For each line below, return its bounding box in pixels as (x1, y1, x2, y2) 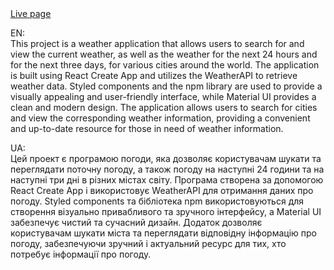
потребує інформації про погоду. (10, 248, 152, 260)
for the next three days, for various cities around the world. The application (10, 59, 320, 71)
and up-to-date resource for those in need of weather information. (10, 123, 284, 134)
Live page (10, 8, 52, 19)
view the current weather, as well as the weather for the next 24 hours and (10, 48, 318, 60)
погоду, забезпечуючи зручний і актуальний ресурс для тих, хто (10, 238, 287, 249)
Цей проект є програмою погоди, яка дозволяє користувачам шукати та (10, 153, 322, 164)
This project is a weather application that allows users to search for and (10, 38, 305, 49)
